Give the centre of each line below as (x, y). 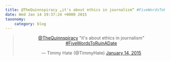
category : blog (30, 24)
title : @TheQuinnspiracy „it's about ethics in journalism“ (70, 10)
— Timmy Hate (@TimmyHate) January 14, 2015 (91, 53)
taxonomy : (16, 19)
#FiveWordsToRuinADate (91, 43)
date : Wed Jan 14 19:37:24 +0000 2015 (46, 14)
